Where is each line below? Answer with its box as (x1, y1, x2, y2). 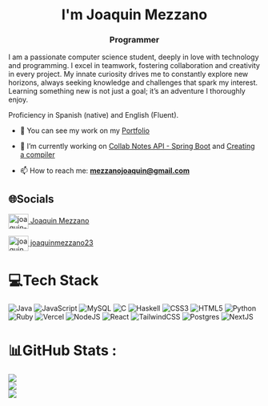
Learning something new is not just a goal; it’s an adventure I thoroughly (8, 86, 246, 96)
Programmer (109, 34, 160, 46)
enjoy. (8, 94, 29, 105)
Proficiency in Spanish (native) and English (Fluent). (8, 111, 179, 120)
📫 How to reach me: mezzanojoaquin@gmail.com (19, 166, 190, 175)
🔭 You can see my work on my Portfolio (19, 126, 150, 135)
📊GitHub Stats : (8, 342, 118, 360)
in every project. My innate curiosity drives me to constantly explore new (8, 70, 249, 79)
